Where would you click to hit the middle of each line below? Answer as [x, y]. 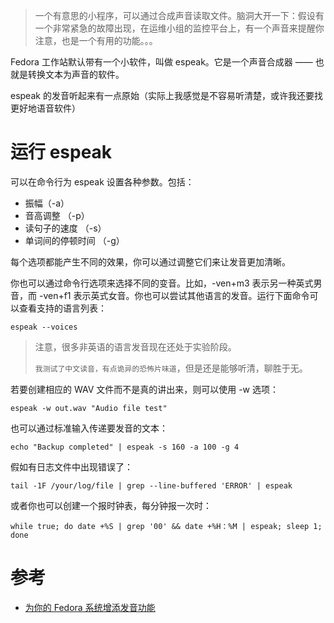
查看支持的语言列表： [62, 308]
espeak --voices [44, 327]
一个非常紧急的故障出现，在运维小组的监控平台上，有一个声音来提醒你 [179, 28]
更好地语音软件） [45, 108]
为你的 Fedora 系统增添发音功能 [90, 607]
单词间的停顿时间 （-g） [74, 240]
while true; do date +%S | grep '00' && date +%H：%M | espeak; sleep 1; [166, 526]
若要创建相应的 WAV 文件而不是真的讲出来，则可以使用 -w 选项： [145, 389]
